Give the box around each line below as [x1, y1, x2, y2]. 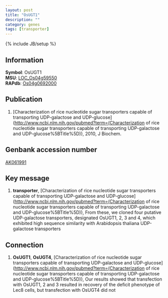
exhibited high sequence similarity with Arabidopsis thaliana [12, 220, 140, 227]
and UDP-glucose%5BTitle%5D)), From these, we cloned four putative [12, 209, 162, 216]
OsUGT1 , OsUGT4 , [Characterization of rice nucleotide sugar [12, 254, 142, 260]
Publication [5, 95, 43, 104]
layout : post [5, 7, 33, 13]
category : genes [5, 22, 40, 27]
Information [5, 55, 44, 64]
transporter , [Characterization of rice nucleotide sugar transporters [12, 188, 156, 194]
